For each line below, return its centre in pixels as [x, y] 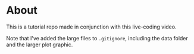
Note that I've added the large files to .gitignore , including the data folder [97, 38]
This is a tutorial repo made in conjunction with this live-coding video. [91, 27]
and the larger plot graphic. [40, 45]
